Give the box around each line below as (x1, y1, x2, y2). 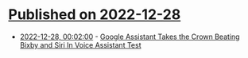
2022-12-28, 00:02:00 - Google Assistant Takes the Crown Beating (19, 32, 240, 41)
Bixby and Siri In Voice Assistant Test (19, 40, 141, 49)
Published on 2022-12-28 (8, 6, 181, 24)
